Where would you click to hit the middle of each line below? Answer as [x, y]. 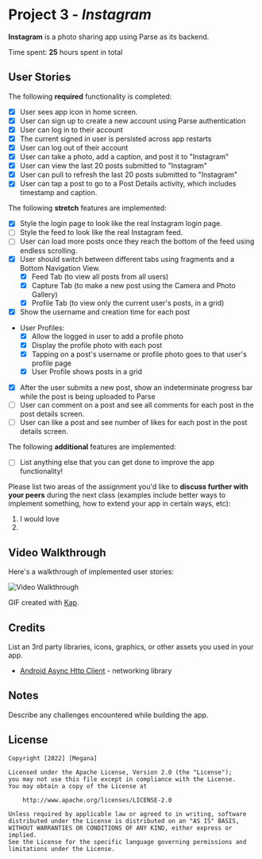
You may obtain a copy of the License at [78, 786]
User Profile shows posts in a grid [87, 371]
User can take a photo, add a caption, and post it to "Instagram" [124, 157]
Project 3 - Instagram [80, 15]
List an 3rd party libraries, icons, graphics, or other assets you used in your [131, 646]
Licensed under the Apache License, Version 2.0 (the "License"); [120, 772]
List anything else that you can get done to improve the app [117, 463]
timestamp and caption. [58, 193]
